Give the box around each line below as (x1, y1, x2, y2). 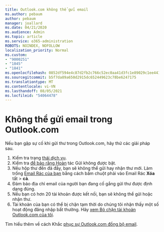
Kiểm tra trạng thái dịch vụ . (12, 155, 67, 161)
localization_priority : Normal (5, 48, 69, 53)
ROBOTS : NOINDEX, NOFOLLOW (5, 43, 60, 48)
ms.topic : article (5, 35, 42, 39)
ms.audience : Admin (5, 30, 45, 35)
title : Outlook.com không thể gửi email (5, 7, 89, 12)
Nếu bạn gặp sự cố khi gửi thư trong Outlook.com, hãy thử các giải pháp (5, 141, 150, 146)
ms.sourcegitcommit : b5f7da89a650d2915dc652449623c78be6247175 (5, 75, 137, 80)
